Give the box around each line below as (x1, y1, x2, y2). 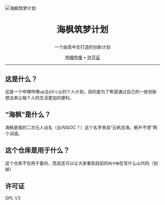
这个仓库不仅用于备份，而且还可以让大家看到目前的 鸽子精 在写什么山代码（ (5, 160, 154, 166)
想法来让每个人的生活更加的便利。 (5, 95, 74, 100)
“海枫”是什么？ (5, 111, 51, 119)
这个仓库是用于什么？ (5, 146, 70, 155)
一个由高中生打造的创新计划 (55, 44, 110, 50)
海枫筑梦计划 (56, 24, 109, 35)
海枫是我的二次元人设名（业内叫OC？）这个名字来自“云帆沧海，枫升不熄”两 (5, 124, 158, 130)
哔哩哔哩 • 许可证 (65, 54, 100, 61)
